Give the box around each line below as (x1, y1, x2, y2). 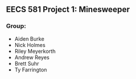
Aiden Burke (14, 35, 45, 42)
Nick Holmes (14, 41, 46, 48)
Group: (6, 22, 26, 30)
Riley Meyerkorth (14, 48, 56, 55)
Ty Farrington (14, 66, 47, 73)
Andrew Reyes (14, 53, 50, 60)
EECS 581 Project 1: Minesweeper (6, 5, 130, 15)
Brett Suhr (14, 60, 40, 67)
